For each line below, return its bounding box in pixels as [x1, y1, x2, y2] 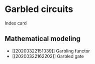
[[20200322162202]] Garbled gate [12, 53, 84, 59]
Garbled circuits [5, 3, 73, 15]
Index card [5, 20, 27, 26]
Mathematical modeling [5, 34, 81, 43]
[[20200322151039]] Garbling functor [12, 47, 90, 53]
